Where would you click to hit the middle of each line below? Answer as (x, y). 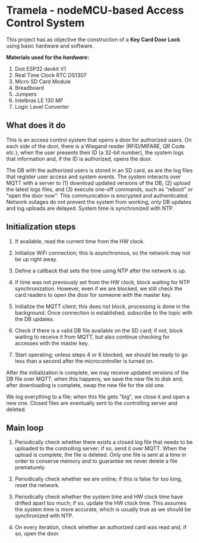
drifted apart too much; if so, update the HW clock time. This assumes (101, 503)
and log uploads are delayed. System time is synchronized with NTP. (90, 208)
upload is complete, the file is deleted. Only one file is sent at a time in (100, 455)
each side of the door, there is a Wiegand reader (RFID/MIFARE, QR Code (96, 146)
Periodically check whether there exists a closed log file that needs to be (104, 442)
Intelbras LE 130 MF (39, 100)
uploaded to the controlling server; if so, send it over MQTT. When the (100, 448)
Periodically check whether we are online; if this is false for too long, (98, 479)
